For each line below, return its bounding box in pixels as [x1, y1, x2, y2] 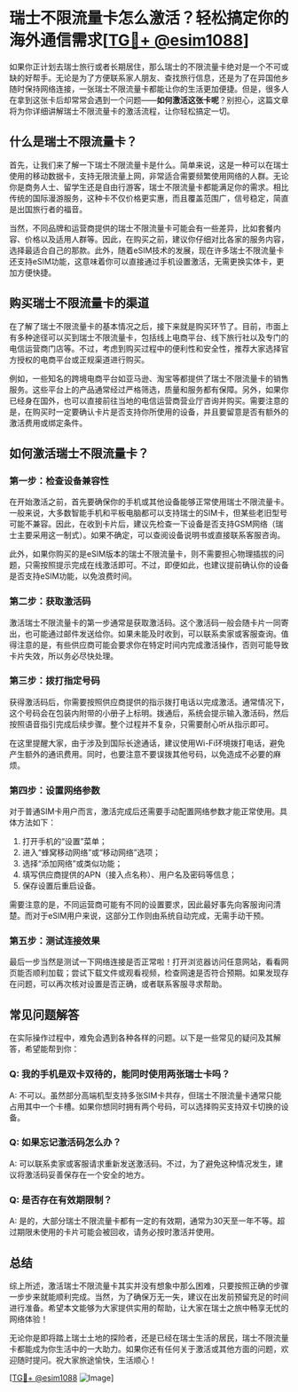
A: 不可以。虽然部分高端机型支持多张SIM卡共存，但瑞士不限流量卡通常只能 [9, 1089, 282, 1101]
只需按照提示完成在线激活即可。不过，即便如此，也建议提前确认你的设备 [24, 560, 289, 571]
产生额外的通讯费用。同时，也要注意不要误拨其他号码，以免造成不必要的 [9, 748, 273, 759]
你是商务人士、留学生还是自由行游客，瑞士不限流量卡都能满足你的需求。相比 [9, 181, 289, 192]
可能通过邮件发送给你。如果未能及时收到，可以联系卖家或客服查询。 [32, 628, 281, 639]
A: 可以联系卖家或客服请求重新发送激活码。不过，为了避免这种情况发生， [9, 1158, 276, 1168]
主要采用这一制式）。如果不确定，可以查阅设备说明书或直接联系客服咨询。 [16, 530, 286, 541]
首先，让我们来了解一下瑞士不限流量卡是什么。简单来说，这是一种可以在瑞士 [9, 159, 289, 170]
